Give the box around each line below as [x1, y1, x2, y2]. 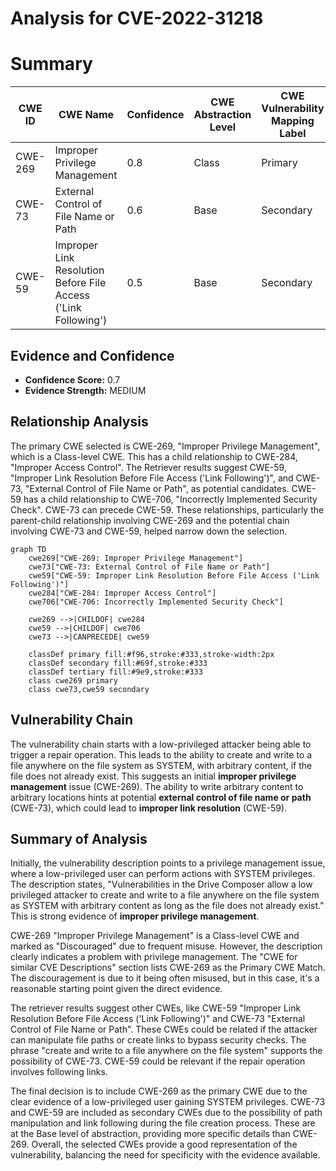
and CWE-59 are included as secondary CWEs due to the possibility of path [10, 1107, 323, 1119]
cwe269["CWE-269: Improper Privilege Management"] [28, 553, 244, 563]
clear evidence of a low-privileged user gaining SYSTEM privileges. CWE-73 [10, 1096, 326, 1108]
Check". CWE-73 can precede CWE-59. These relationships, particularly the [10, 503, 325, 516]
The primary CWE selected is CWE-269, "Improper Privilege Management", [10, 440, 321, 452]
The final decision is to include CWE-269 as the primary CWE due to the [10, 1085, 308, 1097]
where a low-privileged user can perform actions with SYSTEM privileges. [10, 868, 316, 880]
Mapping [271, 114, 315, 128]
